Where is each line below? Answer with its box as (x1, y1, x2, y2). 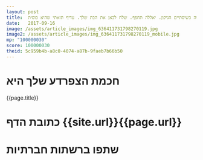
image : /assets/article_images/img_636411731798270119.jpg (6, 25, 158, 32)
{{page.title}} (6, 94, 39, 101)
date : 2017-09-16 (6, 20, 56, 26)
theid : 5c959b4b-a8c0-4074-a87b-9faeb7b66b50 (6, 48, 123, 54)
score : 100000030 (6, 43, 50, 49)
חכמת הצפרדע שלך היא (6, 74, 120, 88)
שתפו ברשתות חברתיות (6, 143, 119, 157)
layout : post (6, 8, 39, 15)
